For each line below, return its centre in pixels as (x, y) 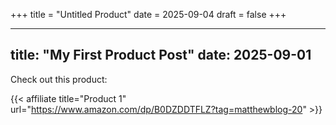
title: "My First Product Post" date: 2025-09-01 (161, 55)
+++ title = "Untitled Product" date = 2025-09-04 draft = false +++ (148, 14)
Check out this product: (59, 79)
